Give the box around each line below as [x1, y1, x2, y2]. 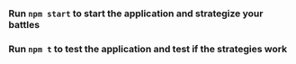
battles [8, 18, 40, 31]
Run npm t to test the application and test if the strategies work [8, 42, 288, 55]
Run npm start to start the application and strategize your [8, 7, 264, 20]
